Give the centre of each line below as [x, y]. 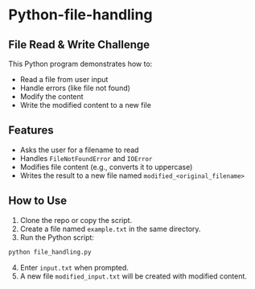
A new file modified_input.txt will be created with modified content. [134, 276]
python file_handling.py [50, 252]
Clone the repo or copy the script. [76, 220]
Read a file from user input [64, 79]
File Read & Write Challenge [79, 45]
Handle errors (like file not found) [75, 88]
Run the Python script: [57, 237]
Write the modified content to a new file [85, 105]
